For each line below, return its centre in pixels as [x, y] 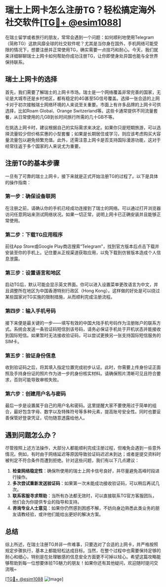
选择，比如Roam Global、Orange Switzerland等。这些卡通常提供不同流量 [80, 111]
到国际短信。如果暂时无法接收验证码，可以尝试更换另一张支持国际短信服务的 [83, 335]
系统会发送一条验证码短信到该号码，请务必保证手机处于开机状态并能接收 [87, 329]
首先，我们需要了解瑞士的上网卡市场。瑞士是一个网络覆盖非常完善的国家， [81, 92]
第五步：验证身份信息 [30, 355]
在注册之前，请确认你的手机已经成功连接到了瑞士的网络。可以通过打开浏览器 [83, 208]
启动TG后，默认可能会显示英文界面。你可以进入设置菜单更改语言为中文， [80, 285]
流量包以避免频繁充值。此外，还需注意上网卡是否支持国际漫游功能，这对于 [85, 140]
